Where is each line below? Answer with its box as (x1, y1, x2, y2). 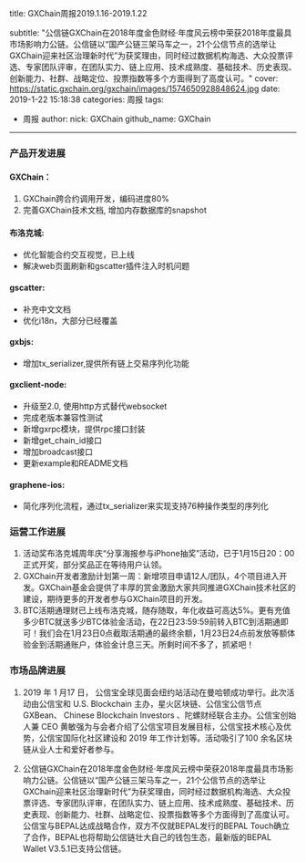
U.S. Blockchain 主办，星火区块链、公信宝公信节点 (72, 698, 262, 709)
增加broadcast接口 (22, 446, 94, 457)
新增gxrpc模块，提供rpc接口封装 (22, 423, 146, 434)
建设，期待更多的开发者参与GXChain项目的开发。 (22, 594, 208, 605)
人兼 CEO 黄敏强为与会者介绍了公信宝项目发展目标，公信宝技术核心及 (22, 721, 284, 732)
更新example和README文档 (22, 457, 128, 468)
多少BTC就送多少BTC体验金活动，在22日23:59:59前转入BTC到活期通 (22, 617, 280, 628)
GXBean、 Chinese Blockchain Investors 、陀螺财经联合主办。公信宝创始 (22, 710, 297, 721)
